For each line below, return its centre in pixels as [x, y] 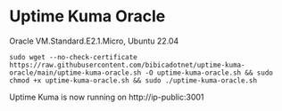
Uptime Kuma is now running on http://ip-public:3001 [107, 97]
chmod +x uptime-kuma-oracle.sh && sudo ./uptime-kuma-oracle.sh [133, 80]
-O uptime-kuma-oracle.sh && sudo [209, 73]
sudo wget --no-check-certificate [74, 57]
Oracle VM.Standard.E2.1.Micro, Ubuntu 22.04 [94, 41]
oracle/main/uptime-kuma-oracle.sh [75, 73]
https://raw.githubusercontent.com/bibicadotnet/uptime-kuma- [127, 65]
